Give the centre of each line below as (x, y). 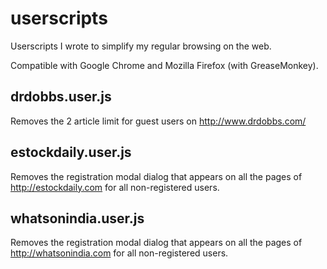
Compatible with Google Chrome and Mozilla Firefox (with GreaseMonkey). (164, 65)
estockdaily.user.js (71, 152)
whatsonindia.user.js (77, 218)
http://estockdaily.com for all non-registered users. (115, 187)
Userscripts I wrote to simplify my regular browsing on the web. (141, 46)
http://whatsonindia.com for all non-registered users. (119, 253)
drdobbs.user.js (61, 97)
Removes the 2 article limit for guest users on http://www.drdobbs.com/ (158, 121)
